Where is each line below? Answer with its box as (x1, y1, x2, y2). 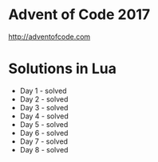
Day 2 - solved (19, 94, 69, 104)
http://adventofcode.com (8, 32, 91, 41)
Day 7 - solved (19, 137, 69, 146)
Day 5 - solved (19, 119, 69, 129)
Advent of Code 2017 (8, 6, 151, 24)
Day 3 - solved (19, 102, 69, 112)
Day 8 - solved (19, 145, 69, 154)
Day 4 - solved (19, 111, 69, 121)
